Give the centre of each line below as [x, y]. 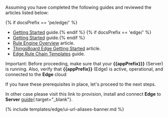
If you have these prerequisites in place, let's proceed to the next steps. [81, 84]
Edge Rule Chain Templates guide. [49, 54]
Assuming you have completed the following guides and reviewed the [78, 7]
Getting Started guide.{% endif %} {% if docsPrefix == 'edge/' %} [82, 32]
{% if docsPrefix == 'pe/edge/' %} [41, 23]
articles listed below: [27, 13]
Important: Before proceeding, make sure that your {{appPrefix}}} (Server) [84, 64]
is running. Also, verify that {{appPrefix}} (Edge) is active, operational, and [84, 69]
